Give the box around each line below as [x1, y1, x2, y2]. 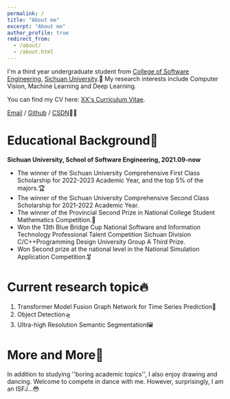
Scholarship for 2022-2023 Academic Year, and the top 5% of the [16, 176, 204, 184]
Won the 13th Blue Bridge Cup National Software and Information [16, 223, 201, 231]
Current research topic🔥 [7, 279, 149, 294]
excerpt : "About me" [7, 23, 67, 30]
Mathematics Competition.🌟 [16, 215, 96, 224]
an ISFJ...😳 [7, 385, 40, 393]
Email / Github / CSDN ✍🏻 [7, 108, 78, 117]
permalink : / [7, 10, 45, 17]
